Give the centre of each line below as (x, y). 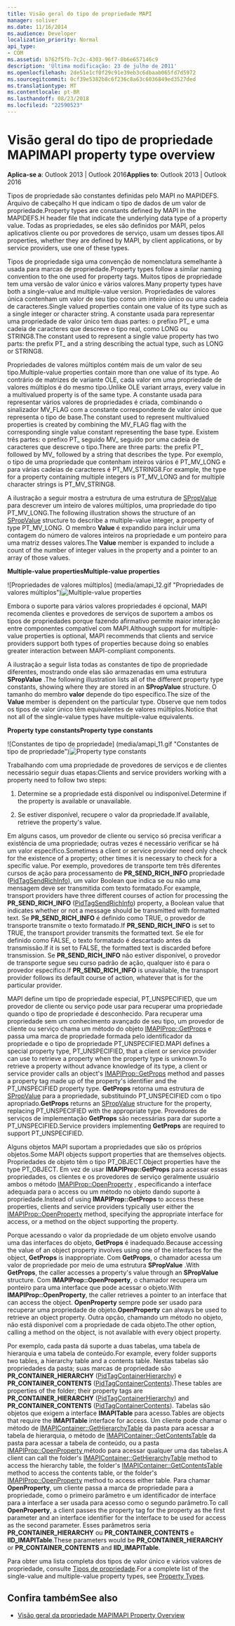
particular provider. (35, 985)
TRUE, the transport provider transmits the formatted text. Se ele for (106, 933)
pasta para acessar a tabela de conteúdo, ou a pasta (83, 1443)
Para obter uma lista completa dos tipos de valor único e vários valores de (114, 1561)
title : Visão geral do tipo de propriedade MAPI (80, 14)
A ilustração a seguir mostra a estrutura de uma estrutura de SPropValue (112, 498)
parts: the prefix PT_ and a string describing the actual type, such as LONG (115, 343)
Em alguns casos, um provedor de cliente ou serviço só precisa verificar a (114, 835)
